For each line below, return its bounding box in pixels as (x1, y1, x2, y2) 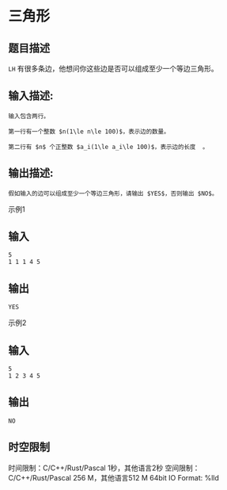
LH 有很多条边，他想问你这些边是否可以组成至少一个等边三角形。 (8, 64, 219, 73)
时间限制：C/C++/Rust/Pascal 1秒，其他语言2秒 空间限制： (8, 463, 200, 473)
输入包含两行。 (8, 112, 50, 120)
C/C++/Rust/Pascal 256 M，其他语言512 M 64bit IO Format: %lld (8, 473, 220, 482)
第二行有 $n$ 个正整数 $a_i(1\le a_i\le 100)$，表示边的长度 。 (8, 143, 210, 151)
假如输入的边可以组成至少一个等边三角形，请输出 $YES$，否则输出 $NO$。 (8, 189, 218, 197)
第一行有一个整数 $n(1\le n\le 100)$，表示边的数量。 (8, 128, 170, 136)
